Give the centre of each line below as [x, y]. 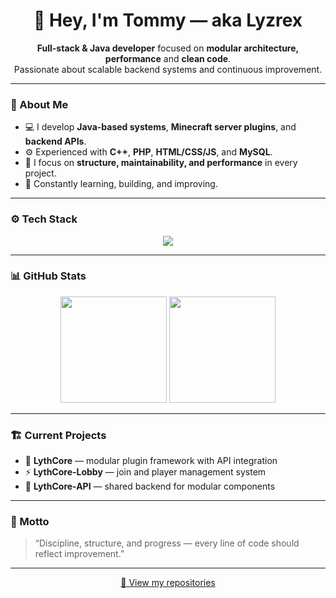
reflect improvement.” [79, 554]
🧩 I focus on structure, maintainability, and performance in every [161, 163]
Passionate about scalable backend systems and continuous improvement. [168, 69]
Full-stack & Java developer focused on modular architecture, [168, 48]
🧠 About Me [39, 104]
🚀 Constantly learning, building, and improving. [121, 184]
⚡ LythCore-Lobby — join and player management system [145, 472]
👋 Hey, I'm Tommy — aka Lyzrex [168, 20]
